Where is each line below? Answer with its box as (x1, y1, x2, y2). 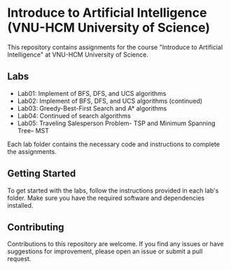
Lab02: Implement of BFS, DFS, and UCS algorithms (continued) (17, 97, 203, 105)
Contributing (7, 221, 64, 233)
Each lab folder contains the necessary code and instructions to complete (7, 140, 220, 148)
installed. (7, 201, 34, 209)
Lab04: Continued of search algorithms (17, 111, 131, 120)
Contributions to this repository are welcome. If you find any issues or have (7, 240, 224, 248)
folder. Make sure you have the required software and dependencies (7, 194, 205, 202)
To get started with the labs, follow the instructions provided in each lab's (7, 186, 219, 194)
